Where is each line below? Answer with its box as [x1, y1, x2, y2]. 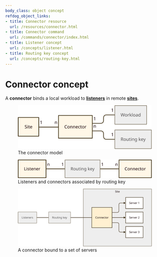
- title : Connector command [5, 29, 65, 35]
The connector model [18, 149, 63, 155]
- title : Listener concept [5, 40, 62, 46]
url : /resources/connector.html [10, 24, 78, 29]
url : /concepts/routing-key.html [10, 56, 80, 61]
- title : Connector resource [5, 19, 67, 24]
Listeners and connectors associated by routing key [18, 179, 126, 185]
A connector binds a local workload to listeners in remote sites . [5, 95, 139, 101]
